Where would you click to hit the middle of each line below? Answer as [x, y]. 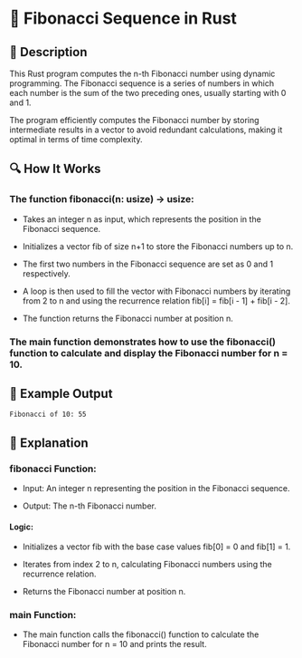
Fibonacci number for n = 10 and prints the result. [114, 644]
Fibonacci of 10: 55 [48, 415]
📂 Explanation [49, 443]
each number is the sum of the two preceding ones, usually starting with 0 [148, 93]
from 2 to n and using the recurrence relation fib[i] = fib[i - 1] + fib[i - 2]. [156, 300]
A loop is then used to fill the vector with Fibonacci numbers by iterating [156, 291]
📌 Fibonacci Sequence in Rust [123, 19]
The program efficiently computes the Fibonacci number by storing [134, 120]
